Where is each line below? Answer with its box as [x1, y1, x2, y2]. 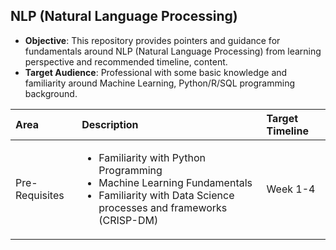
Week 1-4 [266, 182, 316, 196]
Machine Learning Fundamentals [98, 175, 253, 189]
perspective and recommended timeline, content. [24, 55, 228, 68]
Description [81, 117, 139, 131]
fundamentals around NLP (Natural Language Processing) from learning [24, 45, 322, 57]
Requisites [15, 188, 65, 202]
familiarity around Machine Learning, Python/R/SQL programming [24, 77, 296, 89]
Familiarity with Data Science [98, 188, 235, 202]
